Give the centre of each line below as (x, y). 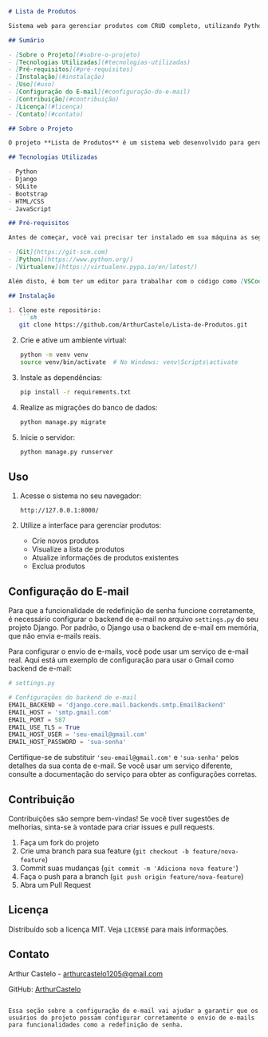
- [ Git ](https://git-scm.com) (59, 252)
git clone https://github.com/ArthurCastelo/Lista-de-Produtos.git (133, 325)
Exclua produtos (58, 566)
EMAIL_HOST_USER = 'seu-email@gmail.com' (78, 734)
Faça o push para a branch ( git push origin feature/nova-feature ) (132, 876)
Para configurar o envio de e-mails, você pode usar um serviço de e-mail (128, 651)
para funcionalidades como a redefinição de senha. (96, 1025)
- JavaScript (30, 209)
